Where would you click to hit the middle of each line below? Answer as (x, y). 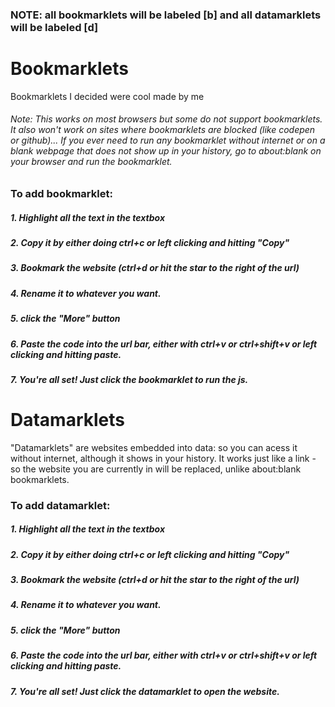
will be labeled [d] (54, 27)
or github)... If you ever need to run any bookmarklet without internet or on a (168, 140)
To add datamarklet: (60, 505)
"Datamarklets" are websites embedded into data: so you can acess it (154, 447)
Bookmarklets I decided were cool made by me (107, 96)
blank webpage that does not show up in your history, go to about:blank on (166, 151)
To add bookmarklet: (61, 194)
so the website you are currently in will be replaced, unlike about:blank (156, 469)
